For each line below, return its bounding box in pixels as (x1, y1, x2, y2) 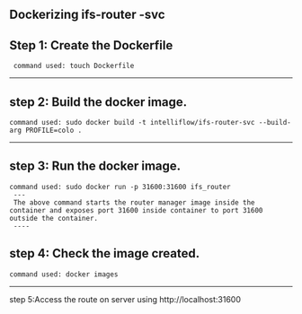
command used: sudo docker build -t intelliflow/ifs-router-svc (9, 118, 255, 127)
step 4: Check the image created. (9, 246, 200, 261)
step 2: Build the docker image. (9, 94, 188, 109)
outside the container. (9, 214, 99, 222)
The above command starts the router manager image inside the (13, 197, 255, 207)
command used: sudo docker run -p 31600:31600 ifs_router (9, 182, 231, 191)
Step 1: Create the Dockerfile (9, 38, 173, 53)
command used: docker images (9, 269, 119, 279)
